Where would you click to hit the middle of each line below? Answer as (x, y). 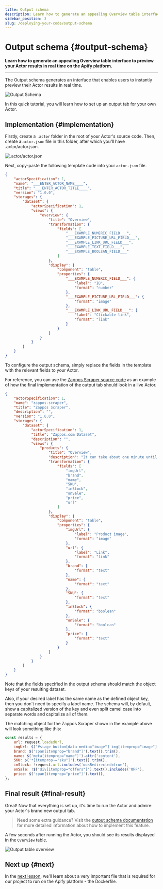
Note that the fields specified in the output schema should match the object (81, 684)
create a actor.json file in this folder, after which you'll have (65, 141)
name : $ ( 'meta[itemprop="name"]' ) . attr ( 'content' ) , (67, 756)
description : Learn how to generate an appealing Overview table (72, 14)
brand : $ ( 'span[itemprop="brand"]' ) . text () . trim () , (67, 751)
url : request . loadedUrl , (39, 742)
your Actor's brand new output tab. (40, 811)
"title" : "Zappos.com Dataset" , (64, 434)
